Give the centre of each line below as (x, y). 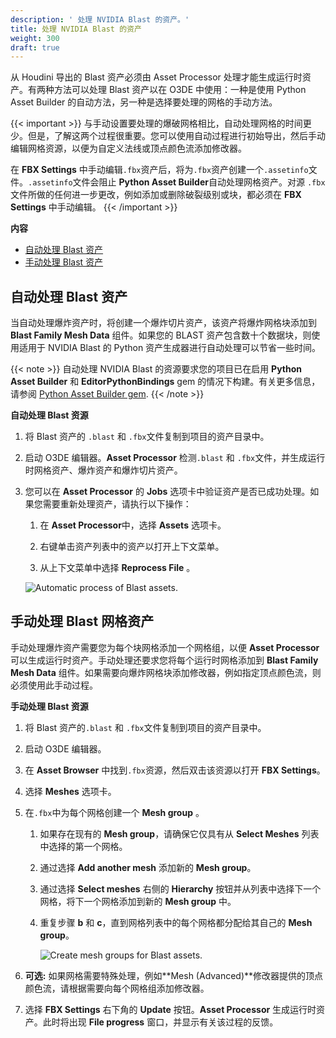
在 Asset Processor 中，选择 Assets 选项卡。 (133, 525)
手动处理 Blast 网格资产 (82, 621)
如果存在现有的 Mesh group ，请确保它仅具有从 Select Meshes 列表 (179, 833)
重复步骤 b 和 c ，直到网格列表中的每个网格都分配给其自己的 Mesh (176, 922)
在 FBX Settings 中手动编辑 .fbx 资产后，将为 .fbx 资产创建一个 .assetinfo (159, 170)
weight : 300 (35, 38)
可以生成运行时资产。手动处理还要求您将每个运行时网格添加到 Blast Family (164, 660)
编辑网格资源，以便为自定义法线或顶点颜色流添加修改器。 (128, 148)
